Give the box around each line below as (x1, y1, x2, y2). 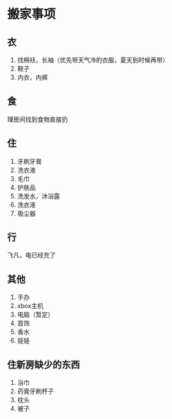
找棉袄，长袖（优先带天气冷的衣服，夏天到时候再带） (17, 56, 169, 64)
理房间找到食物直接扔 (7, 115, 68, 123)
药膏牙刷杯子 (17, 387, 54, 395)
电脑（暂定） (17, 310, 54, 319)
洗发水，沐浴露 (17, 191, 60, 200)
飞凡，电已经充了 (7, 251, 56, 259)
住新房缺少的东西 (7, 359, 80, 370)
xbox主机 (17, 302, 44, 310)
